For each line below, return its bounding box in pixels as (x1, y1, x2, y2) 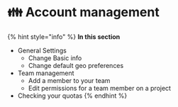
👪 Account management (7, 4, 160, 21)
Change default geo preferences (28, 61, 124, 69)
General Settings (17, 46, 67, 55)
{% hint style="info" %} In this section (7, 32, 121, 41)
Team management (17, 69, 74, 77)
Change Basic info (28, 53, 82, 62)
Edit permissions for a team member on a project (28, 84, 172, 92)
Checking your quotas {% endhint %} (17, 91, 128, 100)
